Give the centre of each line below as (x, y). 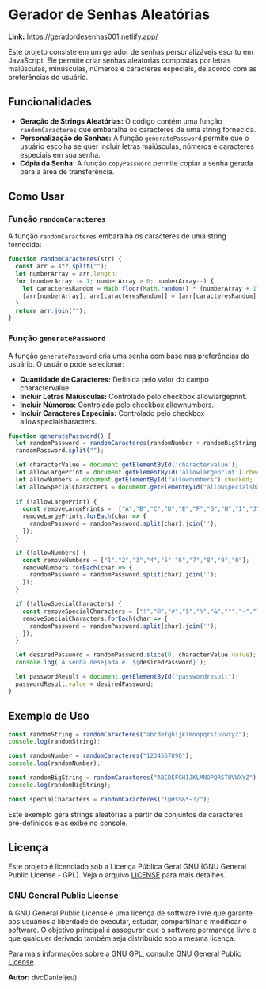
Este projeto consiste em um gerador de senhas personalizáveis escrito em (131, 51)
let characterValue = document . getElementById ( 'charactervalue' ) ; (127, 465)
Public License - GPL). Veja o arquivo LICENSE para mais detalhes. (117, 875)
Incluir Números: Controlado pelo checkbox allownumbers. (117, 405)
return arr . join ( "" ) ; (51, 310)
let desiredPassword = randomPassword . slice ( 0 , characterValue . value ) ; (136, 655)
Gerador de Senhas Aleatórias (109, 15)
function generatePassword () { (60, 436)
